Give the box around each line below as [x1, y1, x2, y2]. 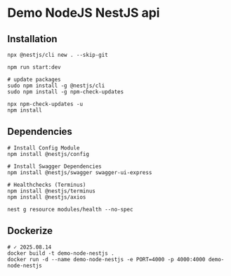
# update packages [7, 76, 61, 83]
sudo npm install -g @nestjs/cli [7, 82, 105, 89]
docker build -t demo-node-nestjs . [7, 249, 114, 257]
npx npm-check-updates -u [7, 100, 83, 107]
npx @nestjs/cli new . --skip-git [7, 51, 109, 58]
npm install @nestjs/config [7, 150, 90, 157]
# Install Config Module [7, 144, 80, 152]
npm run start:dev [7, 64, 61, 71]
